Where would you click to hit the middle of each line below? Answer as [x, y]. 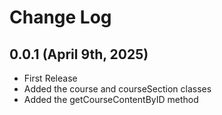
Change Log [60, 17]
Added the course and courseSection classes [117, 89]
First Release [50, 78]
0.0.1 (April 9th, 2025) [79, 54]
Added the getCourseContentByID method [111, 99]
